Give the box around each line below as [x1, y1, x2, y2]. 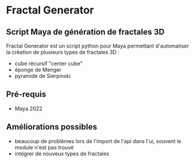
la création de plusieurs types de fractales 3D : [6, 49, 120, 56]
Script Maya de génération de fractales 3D [6, 27, 165, 37]
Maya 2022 [14, 105, 43, 112]
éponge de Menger [14, 66, 62, 73]
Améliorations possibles [6, 122, 97, 132]
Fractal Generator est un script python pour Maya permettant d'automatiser [6, 42, 190, 49]
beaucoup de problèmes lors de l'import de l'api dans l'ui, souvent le [14, 137, 181, 144]
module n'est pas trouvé [14, 144, 74, 151]
